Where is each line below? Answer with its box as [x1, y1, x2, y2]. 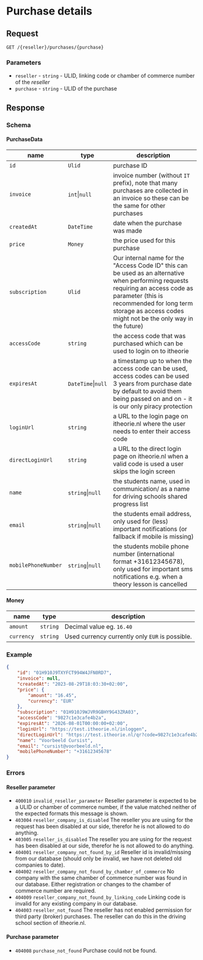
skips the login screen [112, 467, 176, 475]
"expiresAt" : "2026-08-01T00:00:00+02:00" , [17, 721, 129, 727]
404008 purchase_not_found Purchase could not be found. [14, 947, 157, 954]
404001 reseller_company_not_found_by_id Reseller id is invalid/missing [14, 849, 192, 856]
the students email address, [112, 509, 192, 518]
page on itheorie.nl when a [112, 452, 188, 460]
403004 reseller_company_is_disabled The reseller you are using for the [14, 816, 193, 824]
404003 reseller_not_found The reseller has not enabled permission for [14, 907, 192, 914]
